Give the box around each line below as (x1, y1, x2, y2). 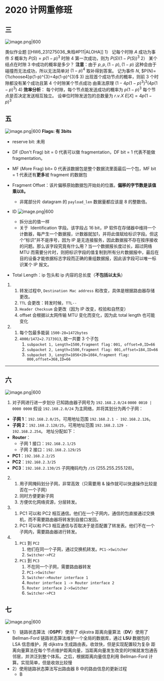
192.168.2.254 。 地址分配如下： (12, 428, 77, 434)
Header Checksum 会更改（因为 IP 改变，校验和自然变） (19, 306, 128, 312)
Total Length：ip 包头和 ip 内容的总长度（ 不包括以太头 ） (12, 272, 125, 278)
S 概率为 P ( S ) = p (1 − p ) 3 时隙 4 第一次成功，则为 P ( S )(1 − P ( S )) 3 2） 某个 (10, 54, 158, 61)
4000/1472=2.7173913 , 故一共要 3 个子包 (19, 336, 99, 342)
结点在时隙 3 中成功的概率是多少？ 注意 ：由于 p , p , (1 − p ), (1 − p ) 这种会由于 (5, 61, 157, 67)
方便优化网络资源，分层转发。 (19, 499, 80, 505)
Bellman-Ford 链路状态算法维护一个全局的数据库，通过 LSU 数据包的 (12, 635, 150, 641)
